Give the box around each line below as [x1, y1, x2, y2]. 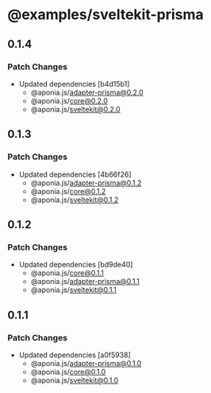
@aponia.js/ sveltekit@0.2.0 [30, 104, 121, 114]
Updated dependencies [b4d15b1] [18, 79, 130, 88]
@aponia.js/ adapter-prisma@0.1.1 [30, 277, 140, 286]
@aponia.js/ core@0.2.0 [30, 95, 108, 105]
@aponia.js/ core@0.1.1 [30, 268, 104, 278]
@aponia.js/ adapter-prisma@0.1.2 [30, 177, 142, 188]
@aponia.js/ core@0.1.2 [30, 186, 106, 196]
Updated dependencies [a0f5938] [18, 350, 132, 360]
